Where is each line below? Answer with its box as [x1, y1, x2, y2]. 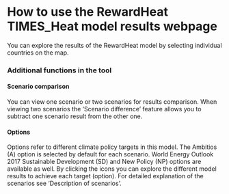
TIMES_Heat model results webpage [7, 18, 217, 34]
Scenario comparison [7, 83, 70, 91]
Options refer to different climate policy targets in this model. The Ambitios [7, 143, 217, 151]
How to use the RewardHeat [7, 4, 169, 20]
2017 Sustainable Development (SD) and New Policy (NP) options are [7, 158, 202, 166]
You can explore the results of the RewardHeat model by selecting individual [7, 41, 222, 49]
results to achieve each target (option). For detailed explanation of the [7, 172, 204, 180]
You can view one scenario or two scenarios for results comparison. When [7, 98, 217, 106]
